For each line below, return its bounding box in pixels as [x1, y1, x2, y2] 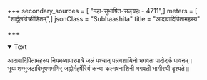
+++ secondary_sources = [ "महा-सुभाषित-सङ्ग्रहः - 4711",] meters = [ [7, 7, 198, 15]
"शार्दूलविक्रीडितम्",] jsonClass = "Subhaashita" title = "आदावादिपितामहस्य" [7, 15, 201, 23]
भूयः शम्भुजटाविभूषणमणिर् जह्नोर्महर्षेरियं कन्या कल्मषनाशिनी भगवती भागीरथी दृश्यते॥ [7, 64, 189, 72]
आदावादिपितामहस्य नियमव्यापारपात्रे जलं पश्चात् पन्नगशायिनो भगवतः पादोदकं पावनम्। [7, 57, 193, 64]
